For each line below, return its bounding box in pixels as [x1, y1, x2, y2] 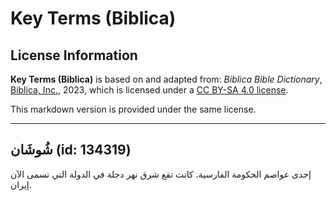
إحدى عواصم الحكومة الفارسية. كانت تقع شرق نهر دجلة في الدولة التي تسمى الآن [10, 168, 312, 180]
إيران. [10, 178, 32, 191]
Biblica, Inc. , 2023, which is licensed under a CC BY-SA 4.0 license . [10, 84, 289, 96]
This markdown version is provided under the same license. [10, 103, 257, 115]
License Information [10, 47, 138, 64]
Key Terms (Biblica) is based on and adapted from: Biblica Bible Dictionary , [10, 73, 323, 85]
